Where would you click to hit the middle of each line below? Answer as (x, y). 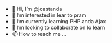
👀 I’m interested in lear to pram (49, 15)
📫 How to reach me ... (39, 34)
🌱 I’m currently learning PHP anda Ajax (59, 21)
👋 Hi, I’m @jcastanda (37, 9)
